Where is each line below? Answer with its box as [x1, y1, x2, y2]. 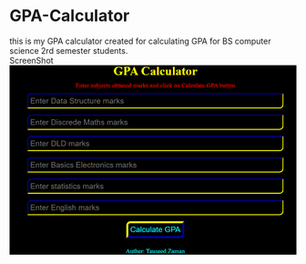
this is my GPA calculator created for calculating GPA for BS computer [9, 36, 271, 46]
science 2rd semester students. [9, 45, 128, 56]
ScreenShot [9, 55, 54, 66]
